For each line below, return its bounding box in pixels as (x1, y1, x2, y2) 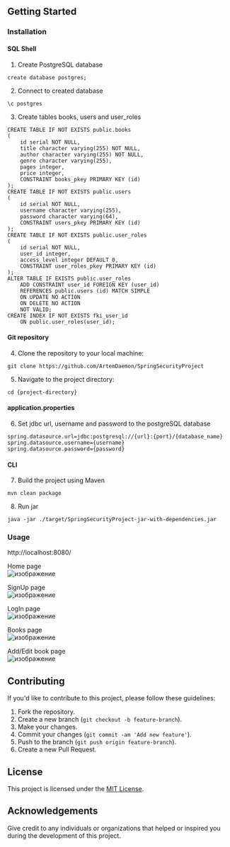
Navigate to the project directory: (17, 375, 115, 383)
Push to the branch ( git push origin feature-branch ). (17, 738, 177, 746)
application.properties (7, 404, 75, 412)
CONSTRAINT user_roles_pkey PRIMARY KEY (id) (20, 262, 157, 270)
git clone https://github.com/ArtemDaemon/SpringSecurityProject (7, 363, 204, 370)
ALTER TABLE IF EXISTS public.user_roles (7, 275, 132, 282)
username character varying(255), (20, 207, 122, 214)
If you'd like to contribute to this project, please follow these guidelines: (7, 694, 216, 703)
